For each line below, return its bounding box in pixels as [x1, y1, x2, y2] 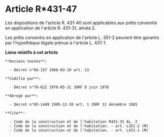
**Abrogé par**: [5, 93, 38, 98]
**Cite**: [5, 110, 26, 115]
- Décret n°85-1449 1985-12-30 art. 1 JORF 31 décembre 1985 [9, 102, 138, 107]
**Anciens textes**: [5, 59, 48, 64]
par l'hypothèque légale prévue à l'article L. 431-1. [5, 39, 107, 45]
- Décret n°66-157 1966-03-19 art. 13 [9, 68, 90, 72]
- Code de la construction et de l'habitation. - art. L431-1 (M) [9, 128, 149, 133]
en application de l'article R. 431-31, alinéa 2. [5, 25, 96, 31]
